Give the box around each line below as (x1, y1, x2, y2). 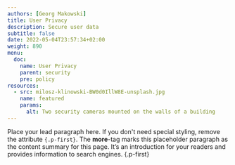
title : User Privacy (7, 17, 68, 24)
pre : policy (20, 75, 55, 83)
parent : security (20, 69, 71, 76)
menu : (7, 50, 23, 57)
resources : (7, 82, 39, 89)
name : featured (20, 95, 65, 103)
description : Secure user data (7, 23, 99, 30)
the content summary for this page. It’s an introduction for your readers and (7, 142, 227, 151)
